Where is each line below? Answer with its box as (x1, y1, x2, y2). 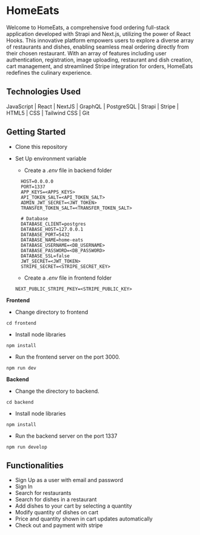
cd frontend (6, 320, 36, 326)
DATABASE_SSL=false (21, 253, 70, 259)
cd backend (6, 399, 34, 405)
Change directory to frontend (15, 308, 88, 316)
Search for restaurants (15, 489, 72, 497)
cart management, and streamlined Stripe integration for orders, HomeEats (6, 62, 193, 70)
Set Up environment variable (15, 154, 87, 162)
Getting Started (6, 127, 66, 137)
